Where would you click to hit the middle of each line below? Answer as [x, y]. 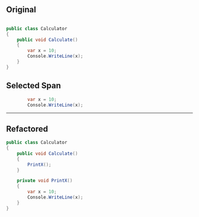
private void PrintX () [45, 181]
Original [21, 10]
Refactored [27, 129]
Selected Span [33, 86]
